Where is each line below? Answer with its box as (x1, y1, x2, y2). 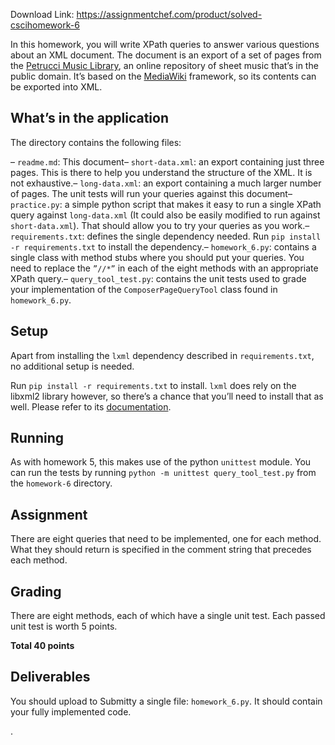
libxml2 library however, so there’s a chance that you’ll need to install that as (10, 390, 324, 402)
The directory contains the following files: (10, 136, 182, 148)
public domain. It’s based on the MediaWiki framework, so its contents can (10, 70, 317, 82)
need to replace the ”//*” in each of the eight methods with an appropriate (10, 262, 319, 274)
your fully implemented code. (10, 705, 132, 718)
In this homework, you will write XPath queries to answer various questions (10, 39, 320, 50)
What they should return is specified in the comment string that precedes (10, 544, 312, 556)
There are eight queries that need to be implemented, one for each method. (10, 533, 322, 545)
